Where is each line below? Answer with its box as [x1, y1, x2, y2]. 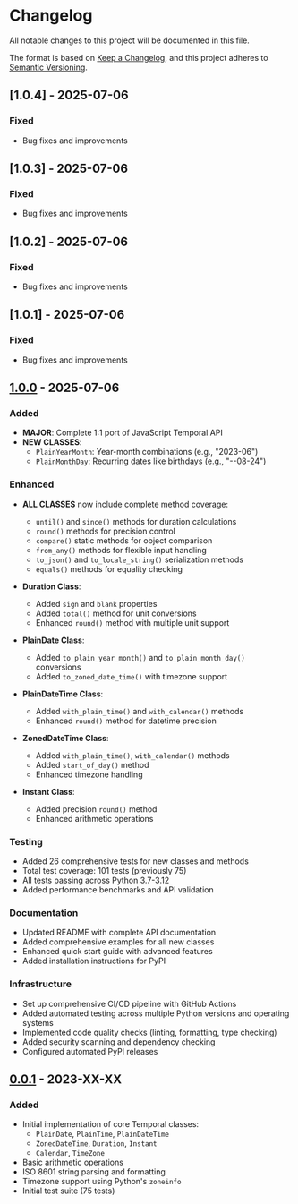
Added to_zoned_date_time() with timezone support [35, 670, 228, 681]
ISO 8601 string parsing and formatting [21, 1166, 166, 1177]
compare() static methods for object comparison [35, 534, 213, 546]
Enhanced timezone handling [35, 769, 143, 780]
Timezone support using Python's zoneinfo [21, 1176, 182, 1187]
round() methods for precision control [35, 525, 176, 536]
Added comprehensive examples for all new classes [21, 936, 215, 947]
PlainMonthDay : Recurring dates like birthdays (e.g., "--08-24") [35, 456, 267, 466]
